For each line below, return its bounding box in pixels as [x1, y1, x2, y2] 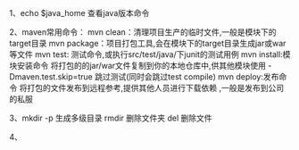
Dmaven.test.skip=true [9, 71, 94, 82]
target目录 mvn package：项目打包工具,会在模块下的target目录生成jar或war [9, 38, 287, 48]
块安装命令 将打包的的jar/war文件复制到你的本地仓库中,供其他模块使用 [9, 61, 266, 71]
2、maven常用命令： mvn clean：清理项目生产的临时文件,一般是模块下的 [9, 27, 277, 37]
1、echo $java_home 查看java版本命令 [9, 8, 150, 18]
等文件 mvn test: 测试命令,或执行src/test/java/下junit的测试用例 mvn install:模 [9, 49, 291, 60]
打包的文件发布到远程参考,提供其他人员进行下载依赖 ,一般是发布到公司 [26, 83, 284, 93]
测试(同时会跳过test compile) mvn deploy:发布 [110, 71, 279, 82]
